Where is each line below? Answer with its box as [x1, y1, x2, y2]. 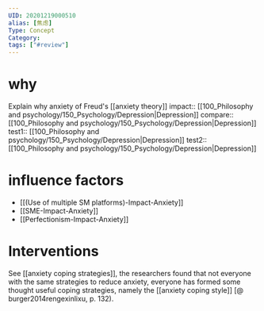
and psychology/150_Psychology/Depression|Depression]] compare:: [8, 110, 234, 120]
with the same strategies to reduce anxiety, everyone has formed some [8, 277, 241, 286]
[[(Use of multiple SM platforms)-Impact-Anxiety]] [19, 198, 184, 207]
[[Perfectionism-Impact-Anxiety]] [19, 215, 129, 224]
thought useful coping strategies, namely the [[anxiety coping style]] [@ [8, 285, 244, 294]
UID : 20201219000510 [8, 11, 77, 20]
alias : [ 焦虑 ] [8, 19, 53, 27]
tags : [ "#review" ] [8, 41, 69, 49]
